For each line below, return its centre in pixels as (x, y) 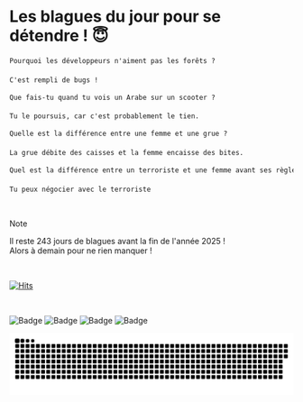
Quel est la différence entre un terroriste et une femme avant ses (141, 170)
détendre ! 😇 (59, 36)
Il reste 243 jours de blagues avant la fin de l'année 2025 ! (117, 242)
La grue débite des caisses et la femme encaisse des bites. (127, 152)
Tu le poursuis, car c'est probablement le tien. (105, 116)
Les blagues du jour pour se (115, 17)
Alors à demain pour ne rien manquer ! (81, 251)
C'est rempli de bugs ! (54, 80)
